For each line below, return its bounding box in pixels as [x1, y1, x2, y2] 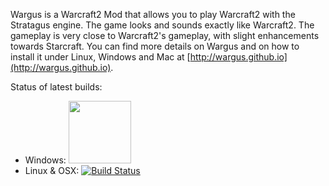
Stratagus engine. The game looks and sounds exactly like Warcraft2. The [10, 19, 315, 31]
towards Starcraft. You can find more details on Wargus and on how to [10, 40, 300, 52]
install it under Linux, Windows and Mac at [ [10, 51, 191, 63]
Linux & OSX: [24, 165, 80, 176]
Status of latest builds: [10, 81, 103, 93]
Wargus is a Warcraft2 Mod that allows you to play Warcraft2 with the [10, 9, 296, 20]
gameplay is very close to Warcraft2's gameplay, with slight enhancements [10, 30, 320, 41]
